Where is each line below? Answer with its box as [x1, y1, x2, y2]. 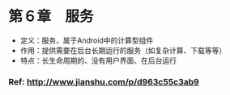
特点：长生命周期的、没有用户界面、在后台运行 [19, 56, 177, 65]
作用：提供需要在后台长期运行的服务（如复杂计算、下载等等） [19, 45, 227, 55]
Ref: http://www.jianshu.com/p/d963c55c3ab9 [8, 76, 200, 87]
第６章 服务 [8, 7, 95, 26]
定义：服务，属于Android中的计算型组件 [19, 35, 154, 45]
